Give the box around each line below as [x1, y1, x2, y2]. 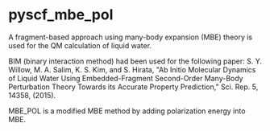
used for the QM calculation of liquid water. [8, 40, 152, 50]
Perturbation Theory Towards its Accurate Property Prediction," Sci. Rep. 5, [8, 82, 259, 92]
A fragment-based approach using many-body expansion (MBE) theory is [8, 32, 253, 42]
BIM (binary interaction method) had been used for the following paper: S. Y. [8, 56, 262, 66]
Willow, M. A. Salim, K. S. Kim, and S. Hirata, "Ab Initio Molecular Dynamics [8, 64, 256, 74]
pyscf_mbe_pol [8, 6, 114, 24]
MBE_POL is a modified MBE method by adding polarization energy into [8, 106, 246, 116]
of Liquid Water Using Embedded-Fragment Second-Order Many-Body [8, 73, 243, 83]
